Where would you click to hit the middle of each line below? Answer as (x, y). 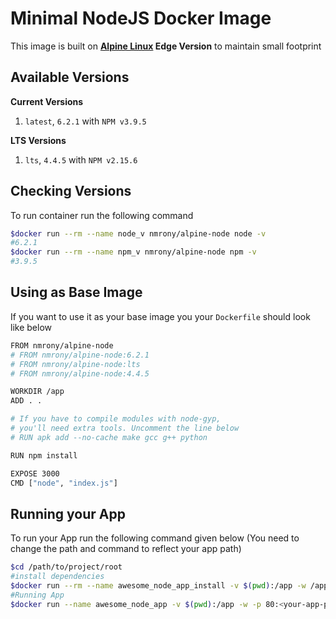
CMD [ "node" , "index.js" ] (64, 483)
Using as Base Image (76, 292)
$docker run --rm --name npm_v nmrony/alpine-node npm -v (133, 252)
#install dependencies (57, 577)
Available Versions (70, 77)
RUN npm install (44, 455)
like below (31, 327)
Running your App (68, 513)
